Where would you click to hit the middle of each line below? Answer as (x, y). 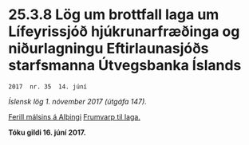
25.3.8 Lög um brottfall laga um (114, 15)
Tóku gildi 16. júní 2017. (47, 132)
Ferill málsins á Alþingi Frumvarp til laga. (75, 116)
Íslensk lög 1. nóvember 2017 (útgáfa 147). (78, 101)
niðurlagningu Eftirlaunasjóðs (109, 49)
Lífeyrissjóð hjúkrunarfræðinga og (124, 31)
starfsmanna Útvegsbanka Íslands (125, 66)
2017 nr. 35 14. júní (48, 86)
